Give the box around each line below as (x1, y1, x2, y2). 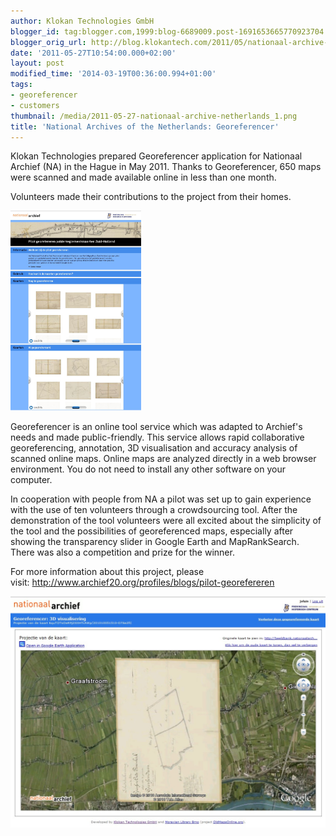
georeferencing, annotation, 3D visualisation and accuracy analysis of (10, 442, 298, 454)
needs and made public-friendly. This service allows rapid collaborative (10, 431, 305, 444)
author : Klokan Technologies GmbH (10, 16, 155, 26)
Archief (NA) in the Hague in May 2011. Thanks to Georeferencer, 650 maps (10, 161, 322, 173)
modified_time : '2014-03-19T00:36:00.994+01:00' (10, 69, 217, 79)
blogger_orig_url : (10, 37, 87, 47)
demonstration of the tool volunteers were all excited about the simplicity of (10, 515, 322, 527)
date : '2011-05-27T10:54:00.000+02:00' (10, 48, 177, 58)
